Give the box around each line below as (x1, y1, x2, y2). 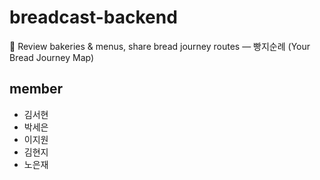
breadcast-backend (9, 6, 178, 29)
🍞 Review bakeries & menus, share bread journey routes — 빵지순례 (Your (9, 40, 311, 52)
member (9, 81, 64, 98)
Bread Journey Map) (9, 51, 95, 63)
